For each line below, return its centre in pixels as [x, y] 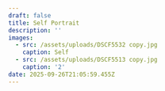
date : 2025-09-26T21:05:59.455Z [61, 74]
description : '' [35, 30]
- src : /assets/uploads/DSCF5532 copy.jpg [86, 45]
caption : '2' [44, 67]
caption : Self [46, 52]
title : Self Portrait [44, 23]
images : [21, 38]
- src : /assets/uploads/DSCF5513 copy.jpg [86, 60]
